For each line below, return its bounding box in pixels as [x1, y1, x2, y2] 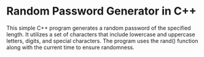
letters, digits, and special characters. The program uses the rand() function [6, 37, 198, 44]
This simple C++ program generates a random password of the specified [6, 24, 192, 32]
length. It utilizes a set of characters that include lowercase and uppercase [6, 30, 195, 38]
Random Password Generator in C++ [6, 4, 197, 18]
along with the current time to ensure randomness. [6, 44, 135, 51]
